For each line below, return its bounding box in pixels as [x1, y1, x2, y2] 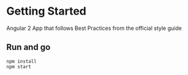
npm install [6, 58, 37, 65]
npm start [6, 63, 32, 70]
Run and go [6, 42, 51, 52]
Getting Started [6, 4, 87, 18]
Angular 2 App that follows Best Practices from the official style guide [6, 24, 182, 32]
